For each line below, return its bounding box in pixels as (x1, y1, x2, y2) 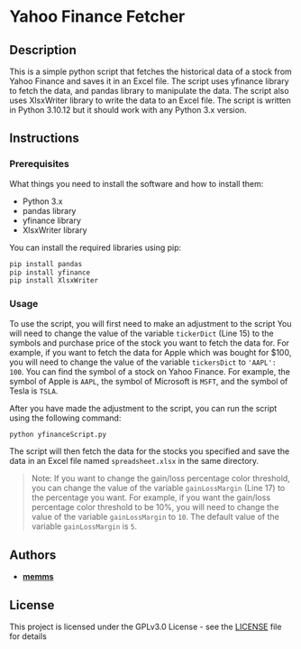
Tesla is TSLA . (9, 385, 59, 396)
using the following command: (9, 413, 122, 423)
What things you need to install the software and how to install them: (9, 178, 264, 189)
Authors (9, 547, 57, 562)
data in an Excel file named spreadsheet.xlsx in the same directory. (9, 456, 260, 467)
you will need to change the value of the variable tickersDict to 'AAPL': (9, 357, 277, 367)
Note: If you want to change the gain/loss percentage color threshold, (31, 473, 290, 484)
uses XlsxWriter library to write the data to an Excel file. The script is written (9, 95, 291, 106)
